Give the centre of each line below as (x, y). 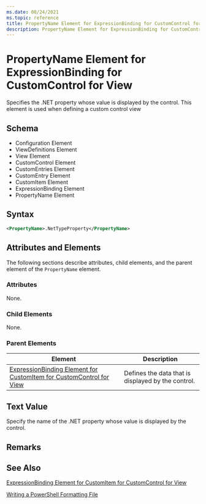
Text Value (27, 406)
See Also (24, 468)
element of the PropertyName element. (54, 269)
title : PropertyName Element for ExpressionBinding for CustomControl (98, 23)
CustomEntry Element (43, 176)
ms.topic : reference (33, 18)
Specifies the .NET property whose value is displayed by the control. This (99, 102)
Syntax (20, 214)
